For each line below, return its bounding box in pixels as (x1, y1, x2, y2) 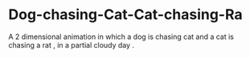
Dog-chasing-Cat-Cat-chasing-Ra (8, 6, 243, 24)
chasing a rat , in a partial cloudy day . (8, 40, 135, 49)
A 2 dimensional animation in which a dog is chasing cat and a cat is (8, 32, 235, 41)
